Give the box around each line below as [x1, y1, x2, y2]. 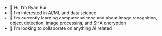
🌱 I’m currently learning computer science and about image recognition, [9, 15, 158, 20]
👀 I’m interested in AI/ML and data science [9, 10, 97, 16]
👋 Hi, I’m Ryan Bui [9, 5, 46, 10]
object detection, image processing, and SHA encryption [9, 20, 126, 26]
